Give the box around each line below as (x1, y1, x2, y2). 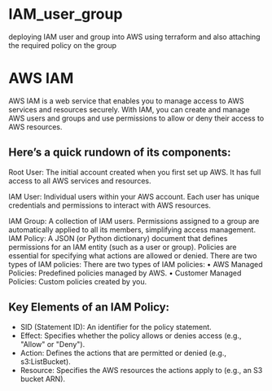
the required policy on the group (8, 40, 116, 50)
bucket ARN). (20, 374, 66, 384)
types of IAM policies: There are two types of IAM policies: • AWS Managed (8, 259, 263, 269)
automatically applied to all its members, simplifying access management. (8, 225, 257, 235)
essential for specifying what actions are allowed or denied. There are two (8, 250, 257, 261)
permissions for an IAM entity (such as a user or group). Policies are (8, 242, 237, 252)
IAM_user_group (8, 5, 123, 24)
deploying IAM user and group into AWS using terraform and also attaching (8, 32, 261, 42)
